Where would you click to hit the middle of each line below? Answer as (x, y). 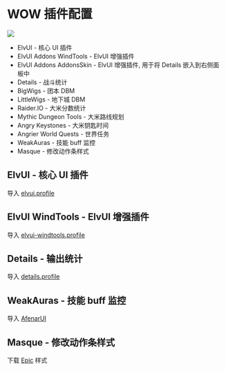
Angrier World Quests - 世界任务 (63, 134)
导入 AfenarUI (27, 318)
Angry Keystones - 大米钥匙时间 (63, 125)
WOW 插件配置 (50, 14)
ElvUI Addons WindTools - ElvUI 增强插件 (76, 56)
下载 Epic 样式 (27, 360)
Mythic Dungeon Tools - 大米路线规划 (70, 116)
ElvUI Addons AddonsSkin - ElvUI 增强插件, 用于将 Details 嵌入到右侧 (115, 65)
